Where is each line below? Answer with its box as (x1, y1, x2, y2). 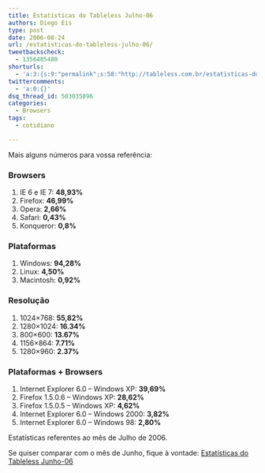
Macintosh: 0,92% (19, 275, 81, 285)
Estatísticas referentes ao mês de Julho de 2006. (8, 433, 168, 442)
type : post (8, 26, 44, 34)
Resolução (8, 295, 50, 306)
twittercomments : (8, 77, 65, 85)
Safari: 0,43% (19, 213, 66, 222)
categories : (8, 99, 47, 107)
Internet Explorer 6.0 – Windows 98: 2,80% (19, 417, 162, 426)
